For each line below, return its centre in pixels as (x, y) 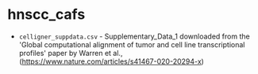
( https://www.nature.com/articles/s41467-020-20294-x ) (111, 61)
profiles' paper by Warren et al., (71, 53)
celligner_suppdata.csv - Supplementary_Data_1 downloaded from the (135, 36)
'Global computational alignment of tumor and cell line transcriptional (132, 44)
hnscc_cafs (46, 15)
